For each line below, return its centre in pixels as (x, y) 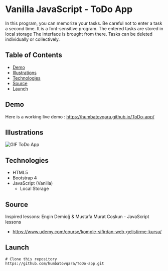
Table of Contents (34, 55)
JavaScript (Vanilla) (33, 183)
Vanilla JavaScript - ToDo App (69, 9)
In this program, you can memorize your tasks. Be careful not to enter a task (84, 23)
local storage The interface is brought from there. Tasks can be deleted (79, 34)
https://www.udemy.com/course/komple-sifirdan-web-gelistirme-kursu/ (87, 232)
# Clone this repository (31, 259)
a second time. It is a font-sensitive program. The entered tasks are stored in (84, 28)
